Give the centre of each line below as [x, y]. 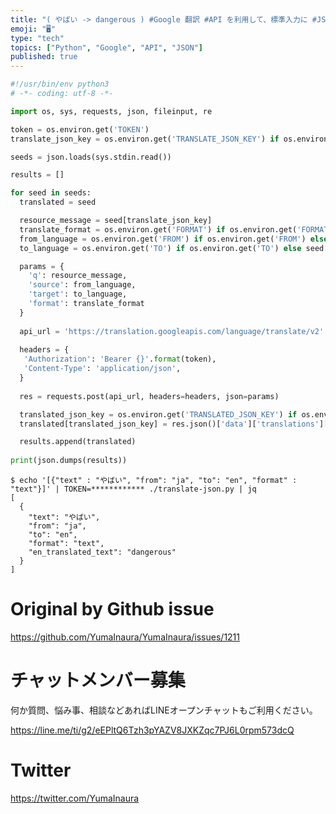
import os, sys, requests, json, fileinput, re [111, 111]
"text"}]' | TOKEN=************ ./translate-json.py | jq [133, 489]
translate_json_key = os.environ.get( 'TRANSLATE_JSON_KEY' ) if [145, 139]
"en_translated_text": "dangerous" [102, 552]
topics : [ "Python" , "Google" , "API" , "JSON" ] [106, 47]
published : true [44, 57]
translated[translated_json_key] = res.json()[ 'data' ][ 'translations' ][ [174, 424]
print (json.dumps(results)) [69, 461]
